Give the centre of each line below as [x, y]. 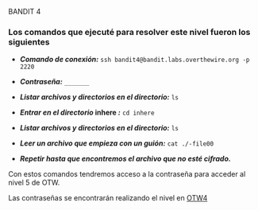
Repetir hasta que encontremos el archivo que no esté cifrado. [125, 159]
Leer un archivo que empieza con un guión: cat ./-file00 [117, 143]
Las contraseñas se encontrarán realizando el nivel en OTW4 [108, 198]
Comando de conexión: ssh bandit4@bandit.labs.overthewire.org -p [135, 60]
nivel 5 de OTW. [34, 183]
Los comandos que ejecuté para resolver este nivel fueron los [129, 32]
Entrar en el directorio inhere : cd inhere [87, 113]
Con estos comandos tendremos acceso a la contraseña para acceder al [127, 174]
